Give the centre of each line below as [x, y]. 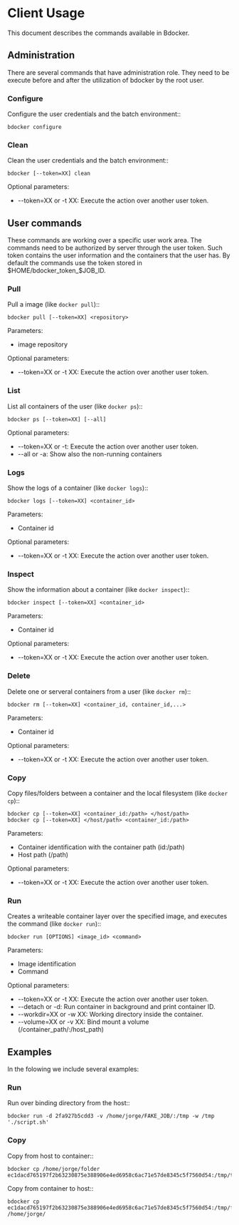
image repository [43, 344]
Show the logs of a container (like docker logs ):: [78, 488]
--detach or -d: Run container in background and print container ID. [116, 1007]
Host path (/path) [43, 854]
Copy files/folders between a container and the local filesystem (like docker [118, 793]
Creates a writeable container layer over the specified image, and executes [117, 916]
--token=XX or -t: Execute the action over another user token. [108, 446]
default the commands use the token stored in [75, 263]
